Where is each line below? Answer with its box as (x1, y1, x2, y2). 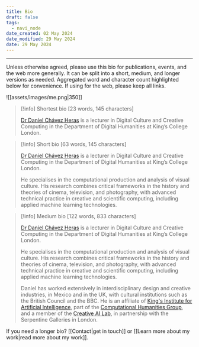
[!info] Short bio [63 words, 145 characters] (20, 140, 127, 148)
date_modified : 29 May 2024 (6, 36, 76, 42)
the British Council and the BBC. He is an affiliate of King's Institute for (20, 297, 192, 304)
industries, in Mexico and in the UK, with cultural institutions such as (20, 291, 188, 298)
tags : (6, 20, 20, 25)
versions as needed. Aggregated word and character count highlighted (6, 76, 179, 83)
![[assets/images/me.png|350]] (6, 93, 83, 100)
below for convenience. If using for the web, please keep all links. (6, 82, 166, 89)
